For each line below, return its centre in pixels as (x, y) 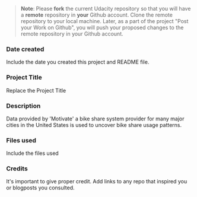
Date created (25, 49)
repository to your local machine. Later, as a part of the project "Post (104, 21)
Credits (17, 169)
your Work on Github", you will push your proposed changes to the (102, 27)
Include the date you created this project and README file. (78, 62)
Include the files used (33, 153)
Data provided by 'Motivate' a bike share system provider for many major (95, 119)
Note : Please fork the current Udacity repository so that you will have (106, 9)
